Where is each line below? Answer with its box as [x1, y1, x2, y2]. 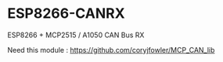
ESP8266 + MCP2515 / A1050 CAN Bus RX [7, 30, 145, 40]
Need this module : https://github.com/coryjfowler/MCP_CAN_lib [7, 45, 215, 54]
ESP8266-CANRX [7, 5, 126, 22]
